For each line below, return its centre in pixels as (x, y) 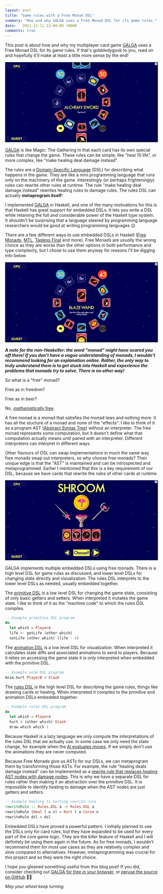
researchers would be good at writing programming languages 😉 (70, 225)
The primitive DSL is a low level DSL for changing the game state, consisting (81, 593)
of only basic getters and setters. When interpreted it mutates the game (77, 598)
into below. (16, 255)
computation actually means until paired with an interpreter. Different (74, 438)
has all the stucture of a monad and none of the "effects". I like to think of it (80, 423)
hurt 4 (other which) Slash (38, 722)
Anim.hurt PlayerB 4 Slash (32, 677)
